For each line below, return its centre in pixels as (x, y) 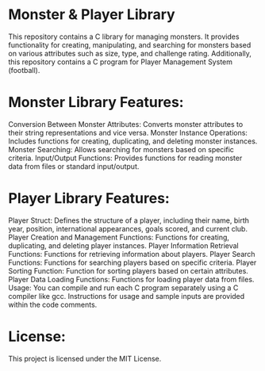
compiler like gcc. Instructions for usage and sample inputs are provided (127, 296)
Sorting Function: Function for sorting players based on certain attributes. (128, 270)
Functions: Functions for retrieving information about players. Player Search (132, 254)
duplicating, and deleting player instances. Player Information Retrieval (124, 245)
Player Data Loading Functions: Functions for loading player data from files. (131, 279)
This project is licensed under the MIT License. (85, 358)
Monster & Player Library (92, 15)
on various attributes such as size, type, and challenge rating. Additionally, (130, 53)
